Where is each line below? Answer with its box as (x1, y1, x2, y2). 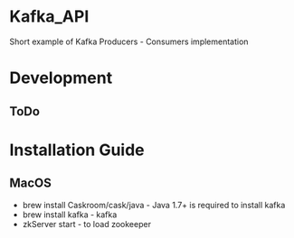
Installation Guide (9, 140, 145, 160)
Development (9, 68, 113, 88)
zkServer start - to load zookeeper (22, 218, 152, 229)
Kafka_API (9, 6, 90, 27)
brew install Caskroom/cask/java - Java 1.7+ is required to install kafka (22, 199, 286, 210)
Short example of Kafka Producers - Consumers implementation (9, 36, 249, 47)
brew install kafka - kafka (22, 209, 118, 220)
